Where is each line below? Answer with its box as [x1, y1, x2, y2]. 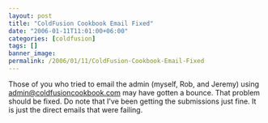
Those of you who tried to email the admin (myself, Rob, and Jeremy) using [8, 78, 260, 89]
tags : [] [8, 42, 38, 50]
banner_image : [8, 49, 57, 57]
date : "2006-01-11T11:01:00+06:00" [8, 27, 129, 35]
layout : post [8, 11, 53, 20]
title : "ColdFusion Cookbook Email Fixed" [8, 19, 154, 28]
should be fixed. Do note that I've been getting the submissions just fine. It [8, 96, 257, 106]
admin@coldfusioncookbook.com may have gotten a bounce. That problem [8, 87, 261, 97]
